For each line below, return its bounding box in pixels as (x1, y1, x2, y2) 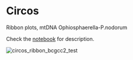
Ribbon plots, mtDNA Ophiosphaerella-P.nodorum (6, 24, 128, 31)
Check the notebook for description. (6, 35, 95, 42)
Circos (6, 4, 40, 18)
